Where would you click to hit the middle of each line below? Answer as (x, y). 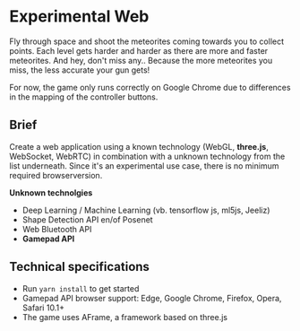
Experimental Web (79, 17)
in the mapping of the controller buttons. (84, 97)
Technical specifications (80, 267)
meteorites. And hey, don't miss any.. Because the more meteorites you (141, 60)
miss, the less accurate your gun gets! (80, 70)
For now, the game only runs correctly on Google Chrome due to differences (150, 87)
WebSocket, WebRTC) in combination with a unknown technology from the (147, 156)
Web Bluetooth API (57, 229)
